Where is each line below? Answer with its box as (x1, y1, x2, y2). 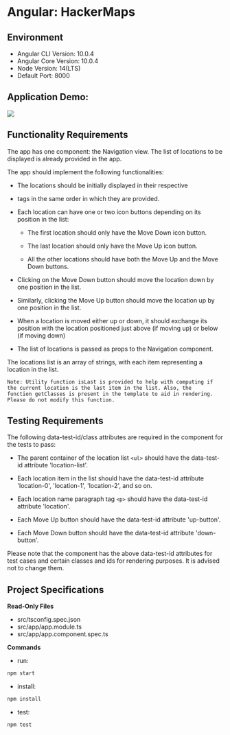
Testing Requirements (7, 415, 104, 427)
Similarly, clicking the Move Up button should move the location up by (16, 296, 215, 304)
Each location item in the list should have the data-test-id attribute (16, 474, 205, 482)
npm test (7, 721, 32, 728)
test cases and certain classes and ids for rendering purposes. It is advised (7, 557, 220, 565)
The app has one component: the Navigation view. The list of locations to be (7, 147, 223, 155)
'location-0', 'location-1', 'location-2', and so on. (16, 482, 152, 490)
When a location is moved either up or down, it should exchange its (16, 316, 207, 325)
